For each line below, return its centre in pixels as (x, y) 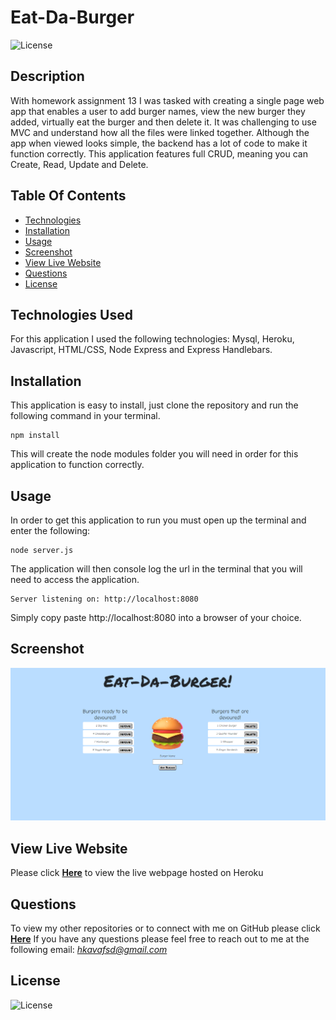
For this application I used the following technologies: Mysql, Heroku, (152, 339)
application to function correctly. (77, 465)
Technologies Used (71, 314)
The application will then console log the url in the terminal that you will (156, 569)
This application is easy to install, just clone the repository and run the (154, 405)
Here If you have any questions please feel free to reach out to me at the (160, 939)
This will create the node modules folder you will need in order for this (154, 454)
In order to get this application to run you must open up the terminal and (158, 520)
